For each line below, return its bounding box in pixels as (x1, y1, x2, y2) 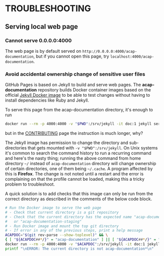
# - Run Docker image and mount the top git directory (5, 223, 119, 229)
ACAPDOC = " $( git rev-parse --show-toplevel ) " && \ (5, 233, 108, 237)
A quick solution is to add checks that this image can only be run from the (5, 191, 153, 197)
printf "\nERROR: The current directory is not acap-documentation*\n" (5, 246, 154, 251)
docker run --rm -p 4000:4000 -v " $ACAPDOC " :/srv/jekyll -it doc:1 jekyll (5, 242, 161, 247)
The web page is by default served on (5, 48, 82, 54)
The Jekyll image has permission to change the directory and (5, 140, 128, 146)
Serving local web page (5, 22, 78, 31)
